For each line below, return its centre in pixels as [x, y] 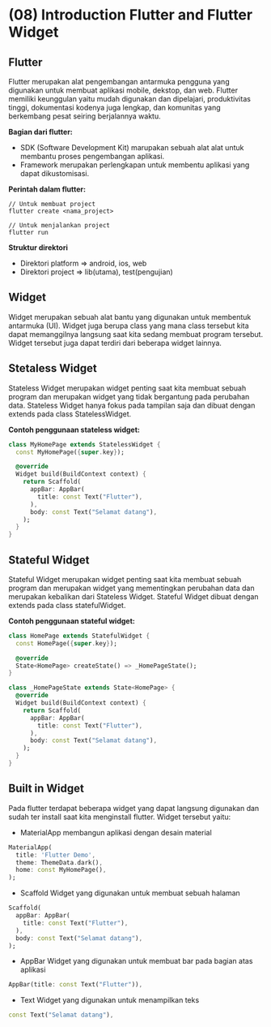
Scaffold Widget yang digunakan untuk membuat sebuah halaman [130, 893]
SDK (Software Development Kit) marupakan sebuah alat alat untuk [132, 147]
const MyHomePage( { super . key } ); [70, 452]
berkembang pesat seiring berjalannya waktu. [85, 116]
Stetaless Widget [53, 368]
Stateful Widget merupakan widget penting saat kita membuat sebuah [125, 579]
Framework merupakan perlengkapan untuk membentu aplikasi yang [135, 165]
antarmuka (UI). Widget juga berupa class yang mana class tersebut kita [129, 326]
